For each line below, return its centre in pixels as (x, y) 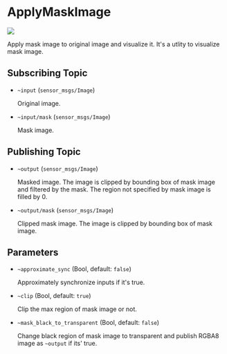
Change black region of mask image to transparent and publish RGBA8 (118, 336)
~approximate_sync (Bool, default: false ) (74, 269)
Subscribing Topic (47, 73)
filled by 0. (32, 196)
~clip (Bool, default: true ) (54, 296)
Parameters (33, 252)
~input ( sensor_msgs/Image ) (56, 90)
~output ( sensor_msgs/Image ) (57, 168)
